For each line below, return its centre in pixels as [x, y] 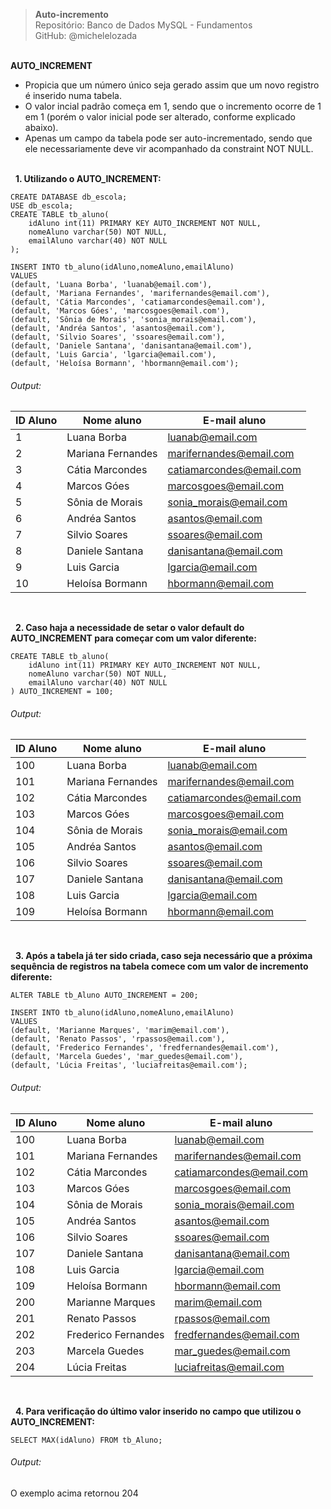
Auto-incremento [71, 14]
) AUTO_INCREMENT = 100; [62, 692]
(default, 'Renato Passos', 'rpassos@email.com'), [118, 1039]
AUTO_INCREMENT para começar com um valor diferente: [133, 638]
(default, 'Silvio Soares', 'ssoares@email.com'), [118, 337]
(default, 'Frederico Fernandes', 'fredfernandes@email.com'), [145, 1048]
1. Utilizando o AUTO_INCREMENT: [88, 178]
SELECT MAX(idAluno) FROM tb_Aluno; [86, 1440]
